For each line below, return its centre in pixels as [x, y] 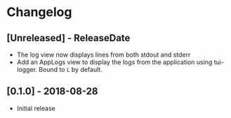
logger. [27, 69]
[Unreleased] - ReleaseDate [68, 38]
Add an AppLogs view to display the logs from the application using [114, 62]
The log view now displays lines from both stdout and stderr [104, 54]
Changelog [39, 12]
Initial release [36, 108]
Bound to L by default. [71, 69]
